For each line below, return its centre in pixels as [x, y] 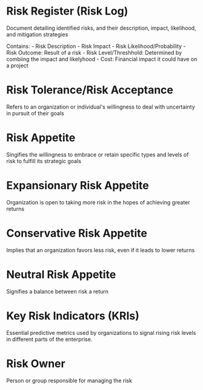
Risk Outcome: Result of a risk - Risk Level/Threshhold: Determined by [94, 52]
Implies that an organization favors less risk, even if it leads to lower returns [101, 250]
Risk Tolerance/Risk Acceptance [90, 90]
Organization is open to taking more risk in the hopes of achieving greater [98, 202]
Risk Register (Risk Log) [67, 11]
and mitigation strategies [37, 34]
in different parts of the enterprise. [49, 339]
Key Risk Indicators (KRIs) [73, 316]
